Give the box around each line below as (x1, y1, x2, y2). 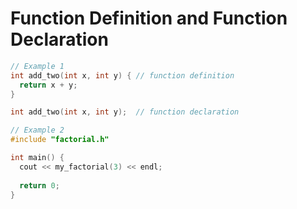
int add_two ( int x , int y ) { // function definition (10, 70, 235, 81)
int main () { (10, 153, 65, 163)
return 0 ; (19, 180, 60, 191)
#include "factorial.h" (10, 135, 110, 145)
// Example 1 (10, 61, 65, 71)
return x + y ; (19, 80, 78, 90)
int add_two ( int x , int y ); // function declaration (10, 107, 240, 117)
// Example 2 (10, 125, 65, 136)
